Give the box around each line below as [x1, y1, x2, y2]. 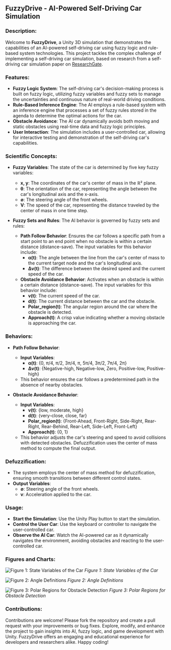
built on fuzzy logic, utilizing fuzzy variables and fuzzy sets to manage [12, 91, 161, 97]
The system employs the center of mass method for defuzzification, [12, 469, 156, 476]
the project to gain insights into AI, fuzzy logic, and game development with [5, 628, 164, 634]
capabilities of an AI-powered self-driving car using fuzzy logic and [5, 45, 147, 51]
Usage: [5, 504, 24, 511]
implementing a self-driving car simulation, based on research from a [5, 55, 151, 62]
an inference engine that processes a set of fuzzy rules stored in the [12, 107, 157, 113]
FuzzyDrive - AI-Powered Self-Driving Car [5, 4, 142, 13]
